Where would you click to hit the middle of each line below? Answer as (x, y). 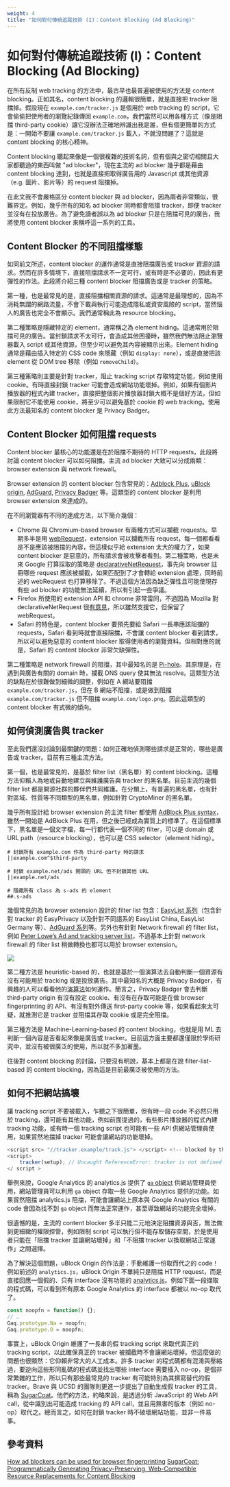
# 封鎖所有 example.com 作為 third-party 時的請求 (76, 852)
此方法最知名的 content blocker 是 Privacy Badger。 (80, 410)
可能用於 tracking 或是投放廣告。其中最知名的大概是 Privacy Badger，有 (120, 980)
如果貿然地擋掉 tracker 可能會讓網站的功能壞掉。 (88, 1136)
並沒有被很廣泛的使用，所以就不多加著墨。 (85, 1046)
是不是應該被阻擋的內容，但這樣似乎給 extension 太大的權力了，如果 (113, 547)
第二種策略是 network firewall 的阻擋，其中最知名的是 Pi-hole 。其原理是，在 (114, 665)
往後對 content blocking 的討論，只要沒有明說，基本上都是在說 (95, 1061)
